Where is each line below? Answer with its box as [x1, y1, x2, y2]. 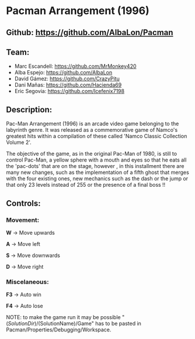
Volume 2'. [6, 139, 32, 146]
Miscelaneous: [6, 278, 49, 286]
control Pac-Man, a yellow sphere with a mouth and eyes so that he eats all [6, 156, 187, 163]
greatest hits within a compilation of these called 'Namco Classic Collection [6, 133, 187, 140]
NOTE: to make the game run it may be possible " [6, 314, 125, 321]
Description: [6, 104, 53, 115]
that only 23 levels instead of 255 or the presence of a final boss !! [6, 182, 166, 189]
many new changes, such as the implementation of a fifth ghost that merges [6, 169, 190, 176]
